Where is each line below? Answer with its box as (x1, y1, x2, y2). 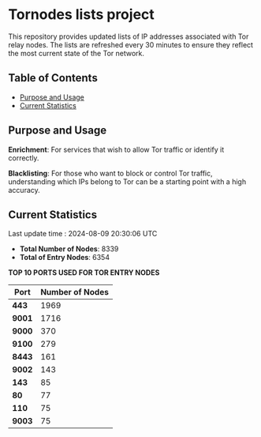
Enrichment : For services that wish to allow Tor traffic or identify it (8, 145, 225, 154)
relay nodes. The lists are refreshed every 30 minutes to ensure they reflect (8, 40, 254, 49)
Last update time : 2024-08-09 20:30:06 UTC (8, 229, 158, 239)
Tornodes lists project (8, 6, 155, 24)
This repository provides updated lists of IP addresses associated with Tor (8, 32, 249, 41)
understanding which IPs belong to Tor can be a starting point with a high (8, 176, 247, 186)
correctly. (8, 153, 39, 163)
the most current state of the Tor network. (8, 48, 144, 58)
